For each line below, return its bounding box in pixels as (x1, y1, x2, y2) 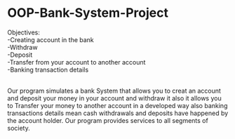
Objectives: (7, 28, 40, 37)
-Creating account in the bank (7, 35, 95, 44)
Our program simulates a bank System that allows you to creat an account (7, 86, 221, 95)
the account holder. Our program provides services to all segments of (7, 116, 208, 124)
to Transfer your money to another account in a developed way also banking (7, 101, 228, 110)
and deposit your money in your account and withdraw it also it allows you (7, 93, 222, 102)
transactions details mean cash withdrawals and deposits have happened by (7, 109, 229, 117)
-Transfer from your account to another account (7, 58, 146, 66)
